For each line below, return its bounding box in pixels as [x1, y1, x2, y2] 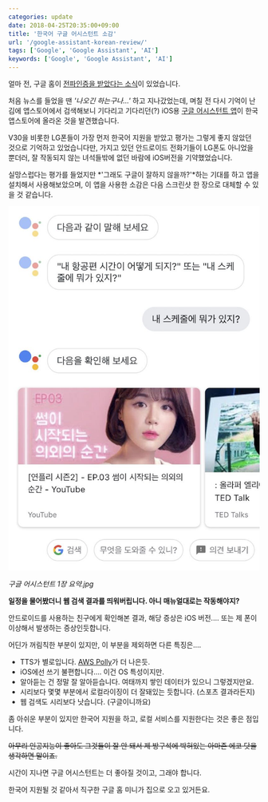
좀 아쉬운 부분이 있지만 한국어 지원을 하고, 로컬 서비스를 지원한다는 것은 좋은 [8, 713, 245, 723]
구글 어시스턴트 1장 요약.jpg [8, 579, 94, 589]
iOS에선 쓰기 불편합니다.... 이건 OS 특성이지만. [19, 667, 165, 677]
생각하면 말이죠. [8, 751, 58, 760]
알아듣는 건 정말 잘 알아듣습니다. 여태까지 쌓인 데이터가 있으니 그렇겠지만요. [19, 677, 254, 686]
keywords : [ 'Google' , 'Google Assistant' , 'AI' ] [8, 55, 173, 63]
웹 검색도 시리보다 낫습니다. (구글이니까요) [19, 697, 152, 706]
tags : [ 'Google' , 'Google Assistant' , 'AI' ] [8, 46, 159, 55]
